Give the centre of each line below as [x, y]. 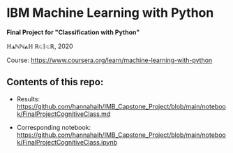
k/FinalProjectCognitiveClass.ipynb [67, 142]
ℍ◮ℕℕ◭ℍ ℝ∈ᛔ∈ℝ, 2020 [40, 46]
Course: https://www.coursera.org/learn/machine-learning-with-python [110, 60]
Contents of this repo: [55, 82]
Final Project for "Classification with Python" [73, 32]
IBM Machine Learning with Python [110, 13]
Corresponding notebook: [54, 127]
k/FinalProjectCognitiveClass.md [63, 114]
